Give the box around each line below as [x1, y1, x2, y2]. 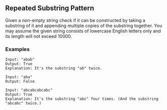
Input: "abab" [5, 57, 35, 62]
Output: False [5, 79, 35, 84]
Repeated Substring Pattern [5, 4, 95, 12]
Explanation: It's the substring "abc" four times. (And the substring [5, 96, 158, 101]
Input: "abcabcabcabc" [5, 87, 53, 93]
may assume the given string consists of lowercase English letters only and [5, 27, 161, 34]
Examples [5, 45, 30, 52]
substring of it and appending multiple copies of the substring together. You [5, 22, 162, 28]
